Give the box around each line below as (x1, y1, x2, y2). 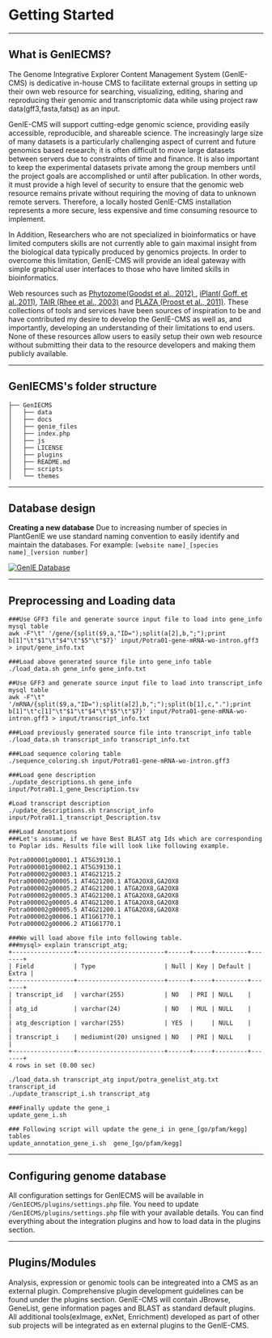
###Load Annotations (8, 828, 79, 836)
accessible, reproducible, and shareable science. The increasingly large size (8, 128, 264, 138)
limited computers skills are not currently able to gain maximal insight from (8, 238, 257, 248)
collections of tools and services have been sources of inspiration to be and (8, 305, 261, 315)
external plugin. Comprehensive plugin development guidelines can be (8, 1285, 244, 1296)
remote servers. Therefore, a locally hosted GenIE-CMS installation (8, 197, 232, 206)
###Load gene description (8, 771, 96, 779)
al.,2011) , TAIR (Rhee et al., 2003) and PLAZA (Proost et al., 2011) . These (8, 297, 249, 307)
